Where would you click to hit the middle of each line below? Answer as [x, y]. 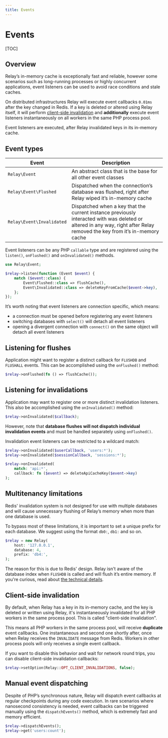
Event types [24, 149]
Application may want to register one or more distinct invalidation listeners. [82, 402]
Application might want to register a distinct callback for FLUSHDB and [76, 360]
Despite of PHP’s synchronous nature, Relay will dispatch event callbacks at [83, 695]
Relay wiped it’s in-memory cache [112, 198]
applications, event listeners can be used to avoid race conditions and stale [83, 87]
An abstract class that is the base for [114, 171]
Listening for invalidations [47, 390]
